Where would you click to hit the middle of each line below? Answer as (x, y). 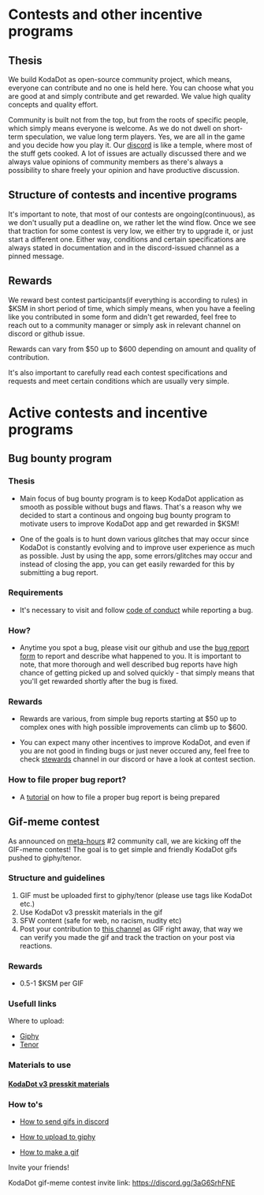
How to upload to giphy (58, 1137)
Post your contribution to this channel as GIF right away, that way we (131, 929)
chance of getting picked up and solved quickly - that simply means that (137, 673)
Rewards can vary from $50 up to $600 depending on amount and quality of (132, 348)
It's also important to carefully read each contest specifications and (118, 372)
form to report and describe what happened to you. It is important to (130, 656)
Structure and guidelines (57, 878)
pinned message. (36, 256)
